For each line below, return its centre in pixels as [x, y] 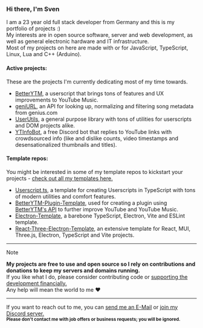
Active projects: [27, 68]
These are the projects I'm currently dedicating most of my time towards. [97, 82]
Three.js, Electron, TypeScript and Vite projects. [75, 235]
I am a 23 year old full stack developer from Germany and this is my [91, 22]
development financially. [37, 283]
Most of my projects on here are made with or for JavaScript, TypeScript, [97, 48]
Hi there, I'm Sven [33, 9]
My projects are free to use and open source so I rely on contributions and [101, 264]
